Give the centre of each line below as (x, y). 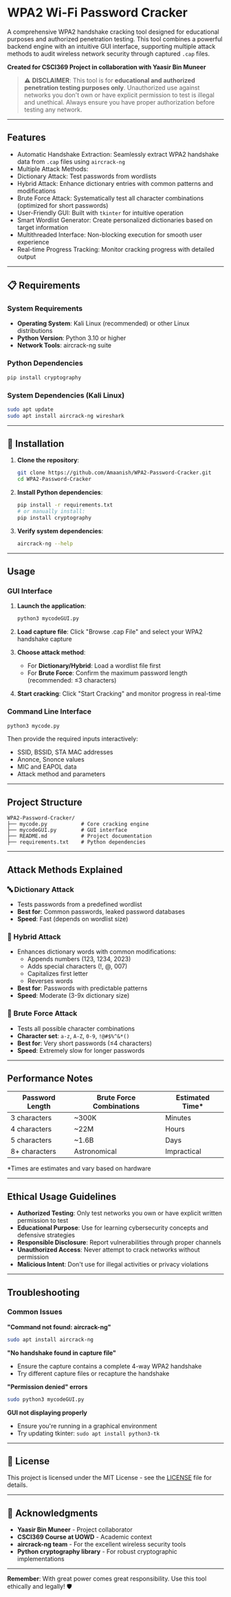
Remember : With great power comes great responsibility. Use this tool (107, 1579)
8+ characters (33, 1152)
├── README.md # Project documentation (80, 836)
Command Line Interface (49, 711)
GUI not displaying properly (47, 1413)
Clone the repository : (48, 460)
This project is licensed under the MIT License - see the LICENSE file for (109, 1478)
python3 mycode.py (33, 726)
